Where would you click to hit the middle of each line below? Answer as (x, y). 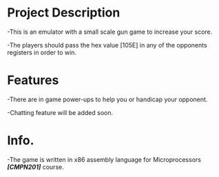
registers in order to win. (42, 52)
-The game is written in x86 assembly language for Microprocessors (104, 159)
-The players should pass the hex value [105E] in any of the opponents (107, 45)
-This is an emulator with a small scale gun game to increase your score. (110, 32)
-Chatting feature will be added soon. (60, 112)
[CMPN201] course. (35, 167)
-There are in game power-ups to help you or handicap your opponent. (107, 99)
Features (33, 80)
